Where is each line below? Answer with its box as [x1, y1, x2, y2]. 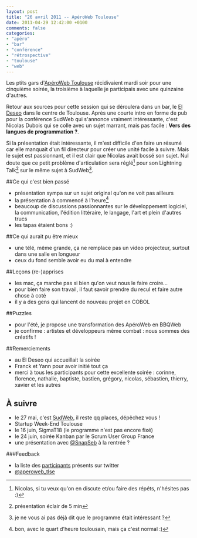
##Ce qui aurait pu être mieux [6, 233, 78, 240]
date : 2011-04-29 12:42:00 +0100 [6, 19, 88, 25]
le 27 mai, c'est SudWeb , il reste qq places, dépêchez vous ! [14, 414, 160, 421]
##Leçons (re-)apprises [6, 268, 64, 275]
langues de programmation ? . [6, 128, 79, 135]
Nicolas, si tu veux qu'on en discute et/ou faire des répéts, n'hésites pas [14, 485, 189, 492]
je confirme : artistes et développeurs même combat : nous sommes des [14, 328, 190, 335]
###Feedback [6, 450, 40, 457]
